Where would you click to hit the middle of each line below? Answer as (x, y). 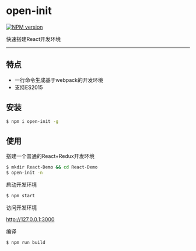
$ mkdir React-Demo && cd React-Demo (52, 167)
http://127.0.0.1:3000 (30, 219)
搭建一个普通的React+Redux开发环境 (50, 156)
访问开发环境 (21, 207)
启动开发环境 (21, 185)
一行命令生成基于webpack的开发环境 (59, 80)
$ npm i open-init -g (32, 121)
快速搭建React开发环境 (34, 39)
